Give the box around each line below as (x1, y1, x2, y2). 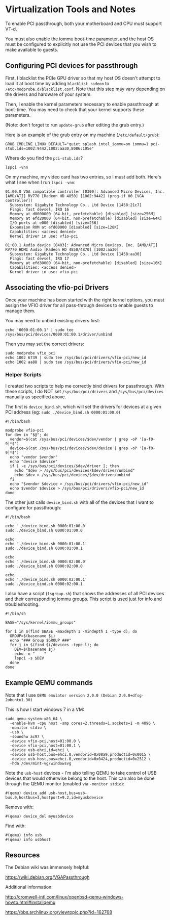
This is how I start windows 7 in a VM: (5, 706, 85, 712)
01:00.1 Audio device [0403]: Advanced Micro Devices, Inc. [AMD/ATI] (5, 242, 158, 248)
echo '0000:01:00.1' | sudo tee (5, 327, 74, 333)
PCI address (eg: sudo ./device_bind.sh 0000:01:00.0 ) (5, 409, 120, 415)
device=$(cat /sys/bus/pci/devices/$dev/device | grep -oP (10, 445, 138, 451)
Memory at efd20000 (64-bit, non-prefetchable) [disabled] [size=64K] (10, 216, 162, 221)
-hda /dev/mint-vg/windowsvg (10, 761, 72, 766)
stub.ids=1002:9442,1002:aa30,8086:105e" (5, 146, 94, 151)
